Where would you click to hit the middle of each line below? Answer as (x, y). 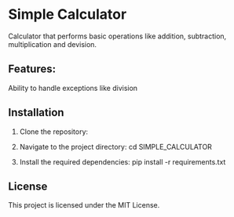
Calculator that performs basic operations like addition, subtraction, (117, 36)
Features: (32, 69)
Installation (36, 112)
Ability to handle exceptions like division (73, 88)
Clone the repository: (54, 132)
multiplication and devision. (52, 44)
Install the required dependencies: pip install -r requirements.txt (122, 161)
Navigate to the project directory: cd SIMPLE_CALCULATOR (115, 146)
